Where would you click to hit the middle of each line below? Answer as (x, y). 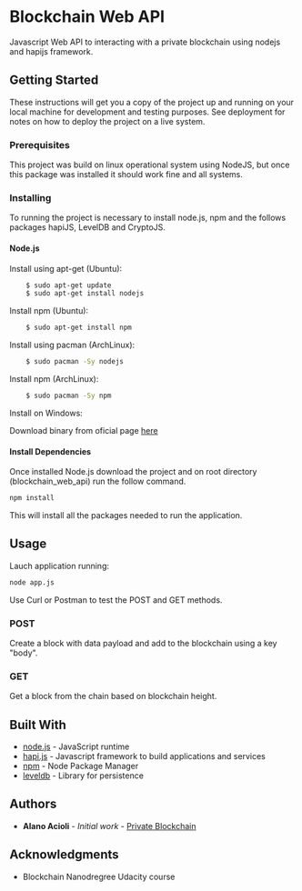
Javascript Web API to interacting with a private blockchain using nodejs (145, 42)
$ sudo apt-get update (69, 285)
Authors (33, 804)
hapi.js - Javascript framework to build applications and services (144, 756)
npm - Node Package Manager (81, 766)
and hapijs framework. (51, 51)
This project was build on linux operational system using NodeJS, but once (150, 165)
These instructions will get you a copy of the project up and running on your (151, 102)
